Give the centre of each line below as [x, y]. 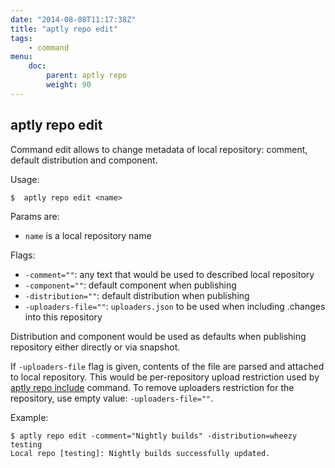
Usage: [25, 179]
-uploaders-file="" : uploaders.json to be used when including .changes [175, 306]
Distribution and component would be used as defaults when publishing [158, 336]
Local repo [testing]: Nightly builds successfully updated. [140, 453]
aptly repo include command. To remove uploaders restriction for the [152, 387]
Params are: [35, 216]
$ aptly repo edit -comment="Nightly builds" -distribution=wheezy [154, 436]
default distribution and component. [84, 160]
